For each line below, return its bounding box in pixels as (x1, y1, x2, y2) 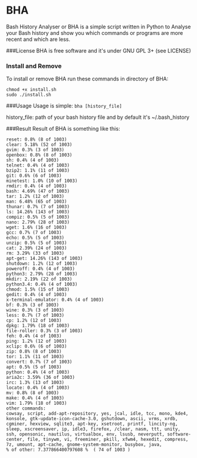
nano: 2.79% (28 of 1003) (6, 219, 70, 225)
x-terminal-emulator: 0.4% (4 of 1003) (6, 297, 104, 303)
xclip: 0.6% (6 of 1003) (6, 343, 67, 349)
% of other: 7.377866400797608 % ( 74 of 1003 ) (6, 447, 131, 453)
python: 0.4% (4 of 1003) (6, 369, 70, 375)
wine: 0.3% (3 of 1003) (6, 307, 65, 313)
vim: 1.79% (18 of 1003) (6, 400, 67, 407)
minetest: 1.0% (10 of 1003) (6, 178, 78, 184)
